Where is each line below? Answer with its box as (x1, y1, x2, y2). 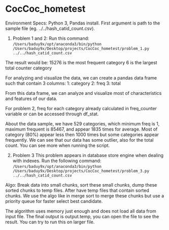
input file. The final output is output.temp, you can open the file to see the (5, 213, 159, 219)
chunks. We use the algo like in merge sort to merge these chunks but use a (5, 192, 164, 199)
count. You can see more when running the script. (5, 142, 110, 148)
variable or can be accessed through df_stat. (5, 111, 99, 117)
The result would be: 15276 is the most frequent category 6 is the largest (5, 59, 157, 65)
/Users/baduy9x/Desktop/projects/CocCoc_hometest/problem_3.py (12, 168, 150, 173)
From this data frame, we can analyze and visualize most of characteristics (5, 90, 162, 96)
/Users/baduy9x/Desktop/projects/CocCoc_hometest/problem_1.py (12, 46, 150, 51)
